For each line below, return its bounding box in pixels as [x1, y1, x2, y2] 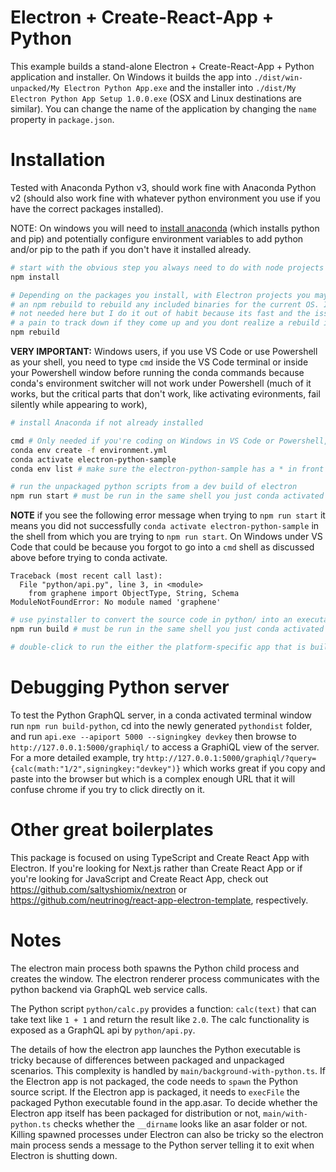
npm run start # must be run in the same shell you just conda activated [10, 491, 325, 501]
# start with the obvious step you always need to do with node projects [10, 262, 325, 273]
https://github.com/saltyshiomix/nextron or [10, 883, 188, 895]
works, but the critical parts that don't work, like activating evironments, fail [10, 388, 321, 400]
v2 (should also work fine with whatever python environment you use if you [10, 192, 321, 204]
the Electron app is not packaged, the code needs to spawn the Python [10, 1075, 298, 1087]
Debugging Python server [10, 676, 230, 698]
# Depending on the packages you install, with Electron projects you [10, 290, 311, 300]
